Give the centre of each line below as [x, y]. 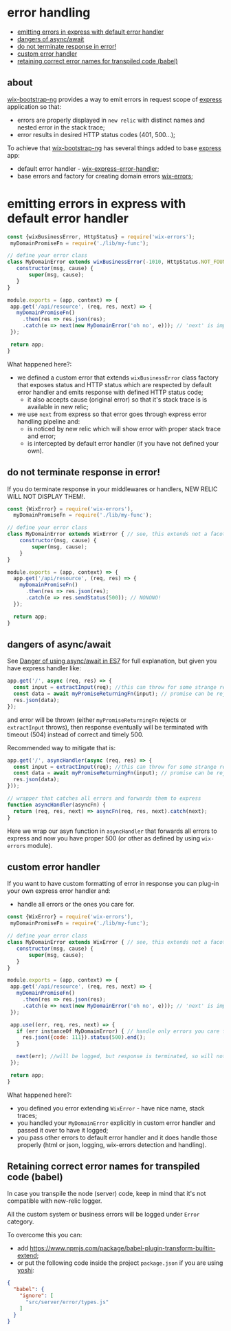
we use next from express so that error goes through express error [112, 414]
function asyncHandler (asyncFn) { [57, 805]
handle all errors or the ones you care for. [76, 905]
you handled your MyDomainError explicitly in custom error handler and [116, 1123]
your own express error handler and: [59, 891]
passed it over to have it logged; [63, 1130]
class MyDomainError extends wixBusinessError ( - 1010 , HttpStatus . [104, 262]
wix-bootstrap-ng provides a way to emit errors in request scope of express [114, 99]
